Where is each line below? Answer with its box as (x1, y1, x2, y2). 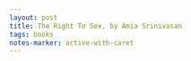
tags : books (9, 30, 54, 39)
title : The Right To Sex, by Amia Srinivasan (9, 22, 182, 30)
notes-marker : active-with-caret (9, 38, 135, 48)
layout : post (9, 13, 58, 22)
